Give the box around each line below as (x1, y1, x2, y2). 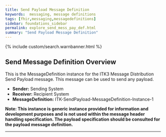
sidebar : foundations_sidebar (5, 21, 68, 26)
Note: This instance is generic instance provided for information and (5, 105, 149, 111)
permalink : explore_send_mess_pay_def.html (5, 26, 96, 31)
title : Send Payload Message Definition (5, 7, 90, 12)
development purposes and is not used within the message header (5, 111, 145, 117)
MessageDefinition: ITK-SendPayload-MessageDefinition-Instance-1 (12, 96, 154, 102)
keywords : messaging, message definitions (5, 12, 96, 17)
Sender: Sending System (12, 86, 64, 92)
